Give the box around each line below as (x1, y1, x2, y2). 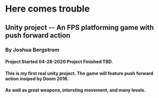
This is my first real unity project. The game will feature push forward (5, 70, 153, 76)
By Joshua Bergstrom (5, 46, 60, 53)
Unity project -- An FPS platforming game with (5, 23, 154, 32)
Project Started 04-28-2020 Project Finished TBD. (5, 59, 114, 65)
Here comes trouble (5, 3, 90, 15)
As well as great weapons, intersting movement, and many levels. (5, 87, 146, 93)
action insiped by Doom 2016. (5, 75, 69, 81)
